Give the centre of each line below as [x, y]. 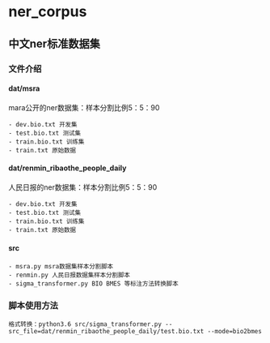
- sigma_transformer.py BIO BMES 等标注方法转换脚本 [94, 284]
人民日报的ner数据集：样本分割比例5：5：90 [83, 187]
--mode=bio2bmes [235, 332]
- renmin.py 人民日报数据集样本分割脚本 [70, 275]
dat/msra [24, 88]
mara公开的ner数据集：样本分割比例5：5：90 [84, 107]
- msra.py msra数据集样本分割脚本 [61, 267]
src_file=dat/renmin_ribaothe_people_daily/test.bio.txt [106, 332]
